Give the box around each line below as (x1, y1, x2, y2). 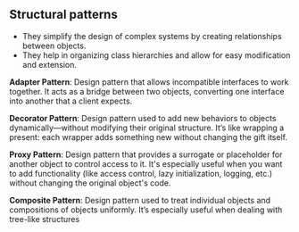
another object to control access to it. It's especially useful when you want (9, 158, 283, 169)
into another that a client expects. (9, 95, 133, 106)
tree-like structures (9, 213, 80, 224)
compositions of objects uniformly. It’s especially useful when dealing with (9, 204, 283, 215)
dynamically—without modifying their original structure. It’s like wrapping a (9, 122, 285, 133)
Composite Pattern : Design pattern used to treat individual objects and (9, 195, 270, 205)
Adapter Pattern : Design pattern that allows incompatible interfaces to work (9, 76, 289, 87)
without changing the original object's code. (9, 178, 171, 188)
